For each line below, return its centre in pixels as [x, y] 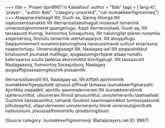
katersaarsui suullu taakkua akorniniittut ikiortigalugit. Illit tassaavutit [75, 59]
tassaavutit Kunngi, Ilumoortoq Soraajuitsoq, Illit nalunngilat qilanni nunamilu [83, 33]
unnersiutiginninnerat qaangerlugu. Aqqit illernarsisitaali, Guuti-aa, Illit [76, 28]
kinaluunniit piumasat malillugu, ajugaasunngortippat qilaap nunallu [74, 54]
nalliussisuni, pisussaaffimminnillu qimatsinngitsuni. [57, 111]
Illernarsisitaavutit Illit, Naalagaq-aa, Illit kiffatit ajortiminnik [64, 79]
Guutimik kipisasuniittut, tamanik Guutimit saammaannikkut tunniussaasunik [82, 100]
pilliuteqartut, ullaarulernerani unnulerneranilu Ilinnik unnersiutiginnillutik [79, 106]
